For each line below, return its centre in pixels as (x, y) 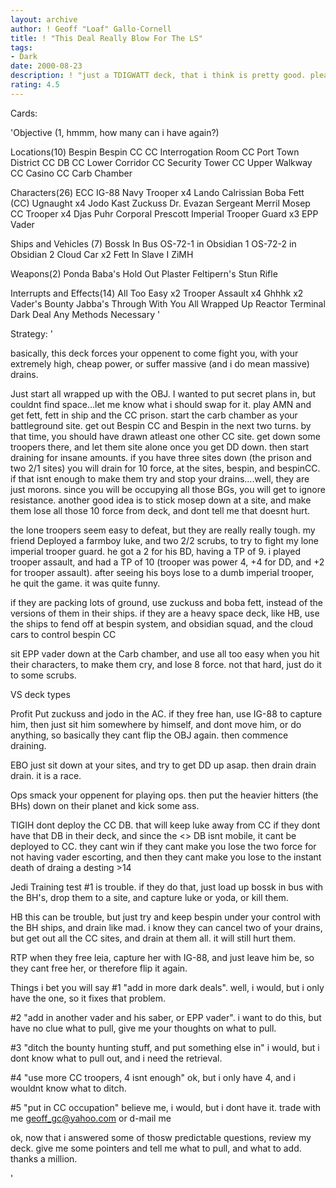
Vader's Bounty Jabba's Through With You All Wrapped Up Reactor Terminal (168, 303)
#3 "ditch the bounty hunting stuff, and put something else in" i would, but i (165, 1047)
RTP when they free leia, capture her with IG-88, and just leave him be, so (162, 957)
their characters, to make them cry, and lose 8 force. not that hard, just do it (166, 664)
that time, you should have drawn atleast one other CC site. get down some (165, 436)
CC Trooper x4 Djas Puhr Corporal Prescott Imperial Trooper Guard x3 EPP (164, 213)
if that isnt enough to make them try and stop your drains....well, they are (160, 478)
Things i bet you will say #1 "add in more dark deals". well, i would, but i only (167, 987)
